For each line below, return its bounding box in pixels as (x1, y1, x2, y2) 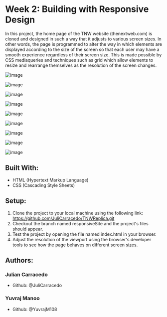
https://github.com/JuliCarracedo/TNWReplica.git (12, 215, 115, 221)
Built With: (5, 163, 39, 172)
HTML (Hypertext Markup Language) (12, 177, 89, 183)
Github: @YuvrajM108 (12, 306, 57, 312)
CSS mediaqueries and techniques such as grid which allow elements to (5, 57, 154, 63)
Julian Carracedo (5, 271, 48, 278)
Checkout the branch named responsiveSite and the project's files (12, 220, 149, 226)
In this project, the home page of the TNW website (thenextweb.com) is (5, 30, 153, 36)
